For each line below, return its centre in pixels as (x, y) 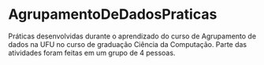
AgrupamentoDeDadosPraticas (113, 14)
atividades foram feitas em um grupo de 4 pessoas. (92, 52)
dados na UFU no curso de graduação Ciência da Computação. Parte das (128, 44)
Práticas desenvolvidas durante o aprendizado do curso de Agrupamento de (132, 36)
